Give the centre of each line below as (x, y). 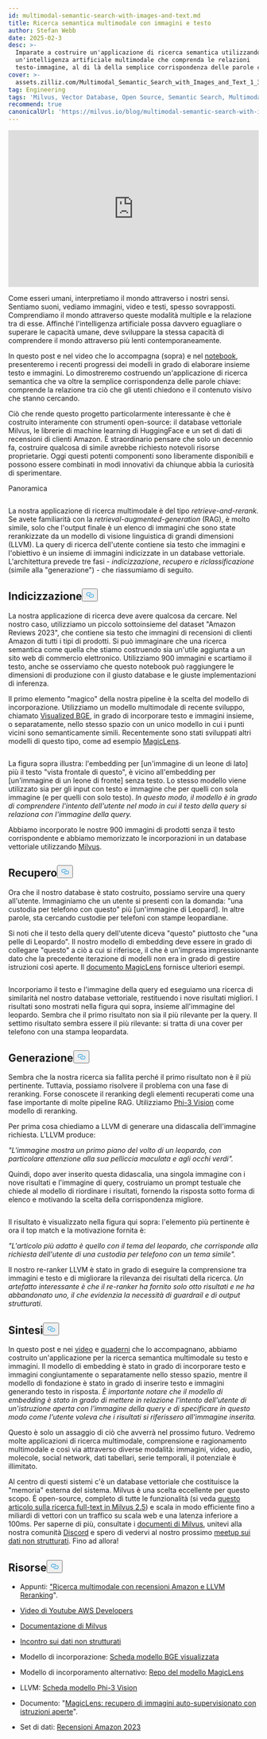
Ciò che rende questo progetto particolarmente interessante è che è (120, 414)
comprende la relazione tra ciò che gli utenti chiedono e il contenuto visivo (130, 390)
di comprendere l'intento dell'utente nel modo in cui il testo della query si (128, 806)
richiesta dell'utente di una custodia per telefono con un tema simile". (122, 1254)
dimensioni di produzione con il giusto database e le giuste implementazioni (132, 674)
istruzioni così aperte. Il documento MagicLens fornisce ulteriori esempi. (126, 967)
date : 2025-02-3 (35, 38)
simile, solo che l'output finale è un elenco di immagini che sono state (122, 528)
